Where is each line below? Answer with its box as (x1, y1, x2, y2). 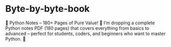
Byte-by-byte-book (5, 3, 90, 15)
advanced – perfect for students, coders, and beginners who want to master (5, 30, 166, 36)
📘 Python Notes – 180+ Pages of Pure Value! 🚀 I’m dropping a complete (5, 20, 155, 26)
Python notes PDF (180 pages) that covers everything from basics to (5, 25, 150, 31)
